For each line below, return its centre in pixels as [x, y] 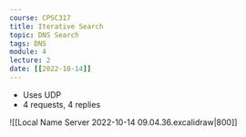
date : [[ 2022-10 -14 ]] [51, 69]
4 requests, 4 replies [61, 104]
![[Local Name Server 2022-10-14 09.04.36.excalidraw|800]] [123, 122]
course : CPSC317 [40, 18]
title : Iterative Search [56, 26]
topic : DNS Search [44, 35]
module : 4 [28, 52]
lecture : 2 [30, 60]
